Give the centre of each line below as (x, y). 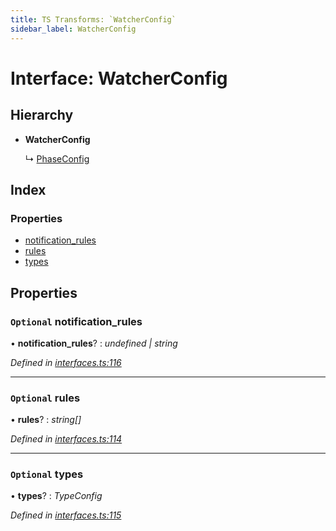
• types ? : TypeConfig (56, 496)
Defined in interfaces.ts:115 (66, 515)
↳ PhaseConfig (57, 158)
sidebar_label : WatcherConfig (73, 29)
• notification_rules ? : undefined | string (94, 343)
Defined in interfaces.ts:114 (66, 439)
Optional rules (45, 398)
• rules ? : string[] (46, 420)
